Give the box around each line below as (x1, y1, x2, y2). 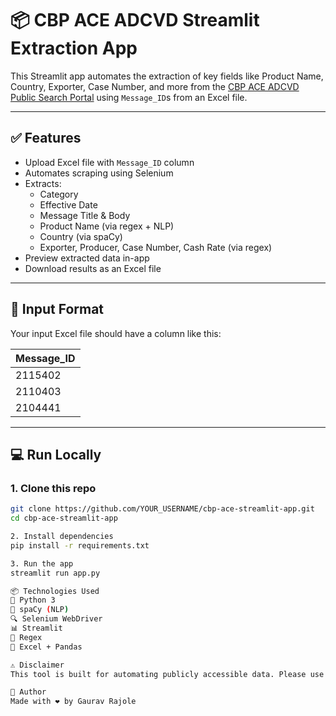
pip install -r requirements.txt (10, 540, 150, 551)
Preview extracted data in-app (24, 252, 150, 264)
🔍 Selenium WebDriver (10, 614, 103, 624)
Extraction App (10, 37, 138, 60)
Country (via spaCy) (39, 230, 123, 242)
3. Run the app (10, 558, 74, 569)
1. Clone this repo (10, 481, 97, 495)
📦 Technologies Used (10, 586, 100, 596)
